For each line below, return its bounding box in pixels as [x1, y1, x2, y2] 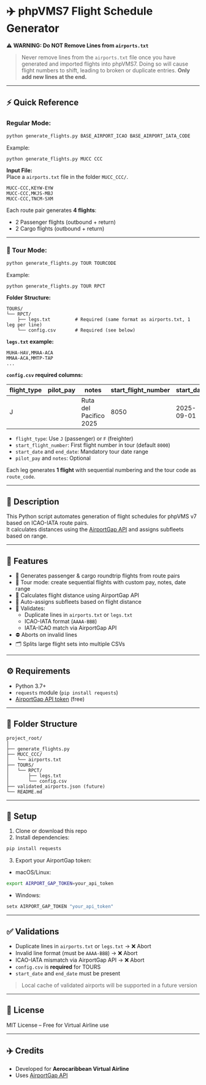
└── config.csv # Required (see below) [17, 327, 136, 333]
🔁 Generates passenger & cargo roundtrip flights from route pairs [15, 572, 180, 579]
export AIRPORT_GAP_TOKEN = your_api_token [6, 880, 114, 887]
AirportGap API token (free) [15, 695, 85, 702]
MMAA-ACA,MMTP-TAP [6, 356, 53, 362]
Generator [6, 21, 59, 36]
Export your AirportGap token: [15, 857, 92, 864]
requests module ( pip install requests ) [15, 688, 118, 696]
